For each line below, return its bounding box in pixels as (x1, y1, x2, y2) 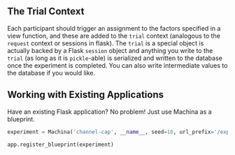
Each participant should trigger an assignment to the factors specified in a (7, 24, 221, 32)
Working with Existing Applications (7, 89, 164, 101)
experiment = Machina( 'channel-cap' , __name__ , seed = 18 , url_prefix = (7, 128, 215, 135)
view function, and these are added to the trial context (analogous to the (7, 31, 220, 40)
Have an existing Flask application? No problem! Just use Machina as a (7, 108, 212, 116)
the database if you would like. (7, 68, 96, 77)
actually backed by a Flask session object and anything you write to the (7, 46, 213, 54)
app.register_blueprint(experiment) (7, 141, 114, 148)
